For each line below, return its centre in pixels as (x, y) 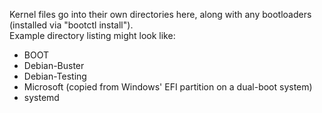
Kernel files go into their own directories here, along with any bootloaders (160, 14)
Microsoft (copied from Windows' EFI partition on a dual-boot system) (168, 87)
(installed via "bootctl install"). (71, 25)
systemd (41, 97)
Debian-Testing (55, 76)
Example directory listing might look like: (92, 35)
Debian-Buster (54, 65)
